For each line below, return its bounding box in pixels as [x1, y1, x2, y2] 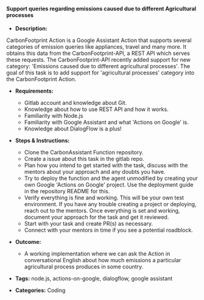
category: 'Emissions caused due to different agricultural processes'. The [6, 63, 191, 70]
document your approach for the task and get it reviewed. [24, 213, 169, 221]
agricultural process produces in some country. [24, 263, 144, 271]
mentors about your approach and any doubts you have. [24, 168, 166, 176]
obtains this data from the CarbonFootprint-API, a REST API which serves [6, 49, 190, 57]
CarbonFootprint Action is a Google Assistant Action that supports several [6, 37, 192, 44]
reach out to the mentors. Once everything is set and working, [24, 207, 180, 215]
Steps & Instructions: [15, 137, 70, 145]
